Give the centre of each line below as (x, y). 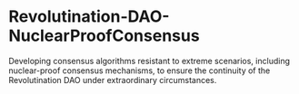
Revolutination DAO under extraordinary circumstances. (113, 80)
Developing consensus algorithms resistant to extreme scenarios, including (149, 61)
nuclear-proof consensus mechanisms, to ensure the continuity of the (140, 70)
